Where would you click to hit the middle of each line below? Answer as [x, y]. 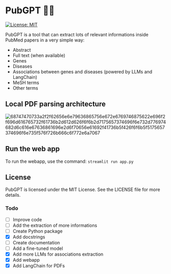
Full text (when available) [39, 55]
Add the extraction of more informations [55, 225]
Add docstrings [29, 237]
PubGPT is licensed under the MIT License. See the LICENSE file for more [83, 189]
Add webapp [26, 260]
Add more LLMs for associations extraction [58, 254]
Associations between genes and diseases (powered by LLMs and [82, 72]
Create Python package [38, 231]
